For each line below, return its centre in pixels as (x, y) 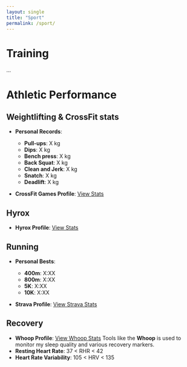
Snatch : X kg (40, 176)
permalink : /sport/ (31, 23)
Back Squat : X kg (46, 163)
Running (23, 247)
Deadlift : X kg (41, 182)
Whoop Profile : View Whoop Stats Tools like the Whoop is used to (98, 338)
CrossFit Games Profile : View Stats (59, 194)
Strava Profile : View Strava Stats (56, 304)
